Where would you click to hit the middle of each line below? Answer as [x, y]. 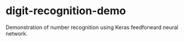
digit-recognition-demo [66, 11]
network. [17, 33]
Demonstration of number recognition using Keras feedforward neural [92, 27]
